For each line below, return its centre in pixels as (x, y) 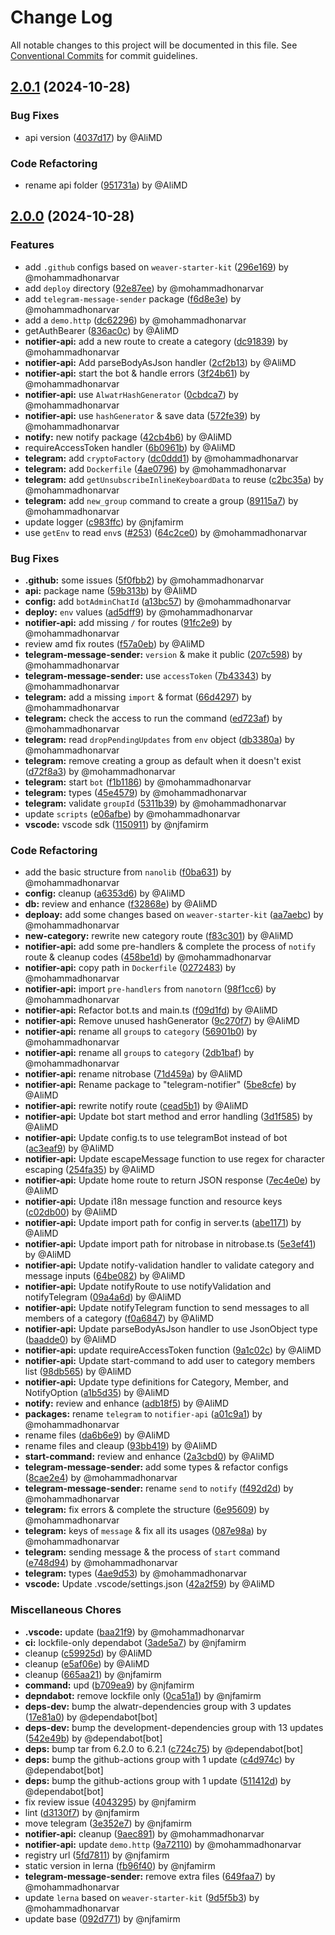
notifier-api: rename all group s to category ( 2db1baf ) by (139, 1053)
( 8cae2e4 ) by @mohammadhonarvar (101, 1478)
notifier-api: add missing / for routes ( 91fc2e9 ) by (128, 622)
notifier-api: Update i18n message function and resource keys (153, 1202)
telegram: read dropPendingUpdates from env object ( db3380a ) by (159, 739)
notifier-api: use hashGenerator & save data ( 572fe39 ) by (142, 415)
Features (32, 245)
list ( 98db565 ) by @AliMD (78, 1372)
